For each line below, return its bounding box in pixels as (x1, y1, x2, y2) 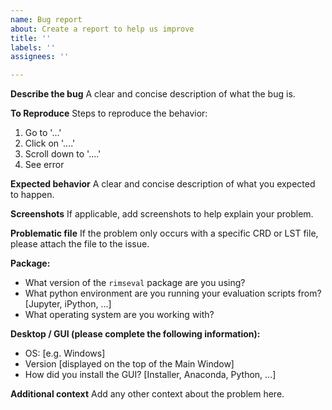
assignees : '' (10, 52, 70, 62)
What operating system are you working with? (24, 309, 215, 321)
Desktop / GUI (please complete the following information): (10, 328, 261, 340)
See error (24, 159, 65, 171)
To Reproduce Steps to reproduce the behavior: (10, 107, 208, 120)
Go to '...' (24, 127, 62, 139)
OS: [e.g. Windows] (24, 347, 106, 360)
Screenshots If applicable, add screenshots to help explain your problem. (10, 208, 314, 220)
